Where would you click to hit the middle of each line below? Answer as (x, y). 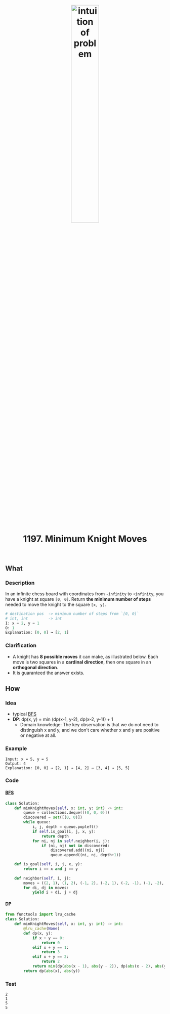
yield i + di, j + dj (55, 892)
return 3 (50, 952)
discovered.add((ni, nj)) (78, 850)
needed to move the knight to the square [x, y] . (56, 604)
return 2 (50, 962)
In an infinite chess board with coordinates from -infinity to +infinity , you (84, 594)
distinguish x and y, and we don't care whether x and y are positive (90, 730)
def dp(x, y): (38, 933)
